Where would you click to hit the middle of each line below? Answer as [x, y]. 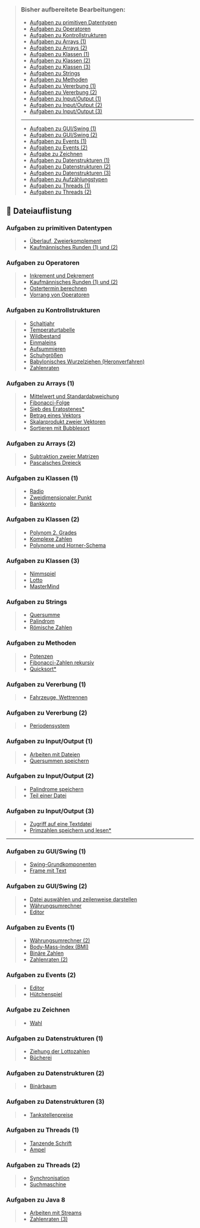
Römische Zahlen [51, 627]
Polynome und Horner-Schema [68, 545]
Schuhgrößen [46, 355]
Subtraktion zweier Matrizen [64, 457]
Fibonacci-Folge [50, 402]
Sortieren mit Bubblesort [60, 428]
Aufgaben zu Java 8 [36, 1200]
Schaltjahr [42, 323]
